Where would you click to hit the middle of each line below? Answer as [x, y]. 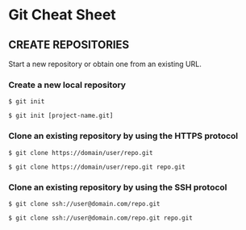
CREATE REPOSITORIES [69, 45]
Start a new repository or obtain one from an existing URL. [105, 64]
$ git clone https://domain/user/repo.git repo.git [97, 167]
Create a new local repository [67, 85]
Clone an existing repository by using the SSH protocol [118, 187]
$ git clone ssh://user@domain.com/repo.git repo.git [101, 218]
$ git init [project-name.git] [61, 116]
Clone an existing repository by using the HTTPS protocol [123, 136]
